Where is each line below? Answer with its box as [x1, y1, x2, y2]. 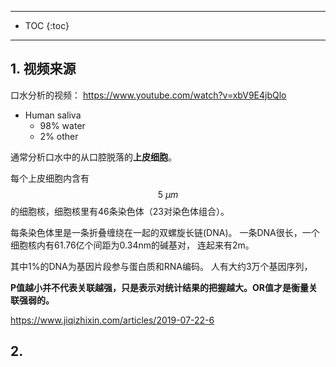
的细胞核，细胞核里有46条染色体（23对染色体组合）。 [10, 205, 230, 217]
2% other [39, 130, 79, 142]
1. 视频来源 [10, 61, 77, 78]
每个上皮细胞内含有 [10, 172, 90, 184]
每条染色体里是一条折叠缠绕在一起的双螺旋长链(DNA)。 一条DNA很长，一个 [10, 226, 320, 238]
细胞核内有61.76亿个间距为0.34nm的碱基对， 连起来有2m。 [10, 239, 255, 251]
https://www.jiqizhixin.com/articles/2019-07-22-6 [10, 314, 215, 326]
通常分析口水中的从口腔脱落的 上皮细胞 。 [10, 151, 177, 163]
